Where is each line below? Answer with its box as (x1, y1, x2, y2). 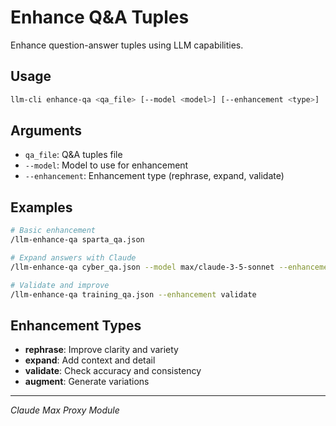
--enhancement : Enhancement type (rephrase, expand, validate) (24, 170, 285, 182)
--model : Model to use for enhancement (24, 159, 189, 171)
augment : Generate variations (24, 376, 150, 388)
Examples (10, 199, 73, 216)
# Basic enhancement (10, 226, 97, 236)
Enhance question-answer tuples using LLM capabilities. (10, 39, 244, 51)
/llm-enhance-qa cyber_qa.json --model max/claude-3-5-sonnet (10, 262, 275, 272)
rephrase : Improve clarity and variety (24, 344, 179, 356)
